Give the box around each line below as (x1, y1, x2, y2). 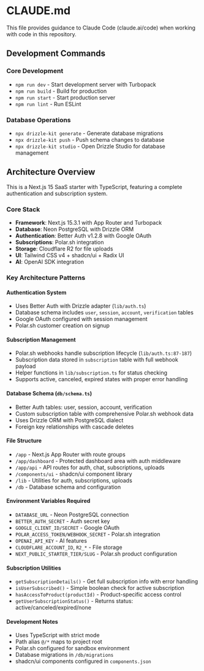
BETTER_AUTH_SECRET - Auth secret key (15, 517, 110, 525)
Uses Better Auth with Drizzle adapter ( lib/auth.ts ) (15, 302, 146, 310)
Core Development (6, 67, 64, 76)
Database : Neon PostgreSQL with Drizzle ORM (15, 225, 134, 233)
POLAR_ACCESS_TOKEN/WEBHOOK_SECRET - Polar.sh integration (15, 530, 161, 538)
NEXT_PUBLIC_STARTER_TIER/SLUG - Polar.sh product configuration (15, 550, 178, 557)
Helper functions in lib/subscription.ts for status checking (15, 369, 167, 376)
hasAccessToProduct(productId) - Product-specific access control (15, 591, 182, 599)
